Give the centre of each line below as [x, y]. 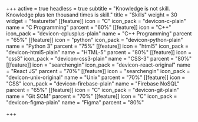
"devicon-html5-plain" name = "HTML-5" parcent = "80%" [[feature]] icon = [99, 52]
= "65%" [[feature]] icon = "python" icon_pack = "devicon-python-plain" [95, 40]
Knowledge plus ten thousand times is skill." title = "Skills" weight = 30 [92, 15]
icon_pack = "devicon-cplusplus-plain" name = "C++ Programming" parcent [99, 34]
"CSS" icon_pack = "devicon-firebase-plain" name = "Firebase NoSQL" [93, 84]
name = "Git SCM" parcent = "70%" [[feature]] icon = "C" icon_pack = [92, 96]
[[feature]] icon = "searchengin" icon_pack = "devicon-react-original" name [98, 65]
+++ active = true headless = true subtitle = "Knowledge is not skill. [88, 9]
